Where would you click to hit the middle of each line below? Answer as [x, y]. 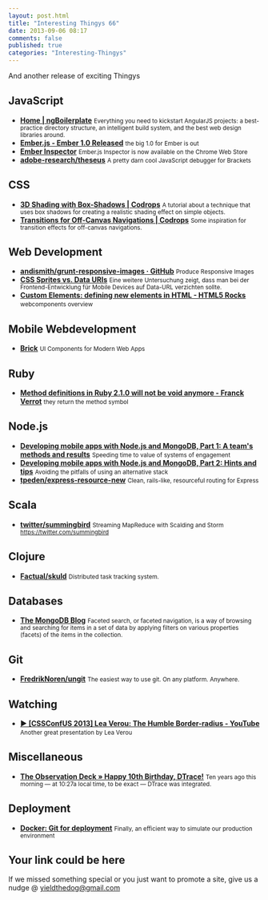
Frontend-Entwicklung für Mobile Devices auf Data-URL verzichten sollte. [121, 288]
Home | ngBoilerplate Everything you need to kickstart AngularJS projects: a [132, 120]
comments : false [35, 38]
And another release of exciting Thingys [74, 76]
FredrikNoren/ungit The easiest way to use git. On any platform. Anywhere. [130, 679]
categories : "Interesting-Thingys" [68, 53]
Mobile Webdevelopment [72, 329]
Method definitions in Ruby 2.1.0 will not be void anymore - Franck [132, 393]
